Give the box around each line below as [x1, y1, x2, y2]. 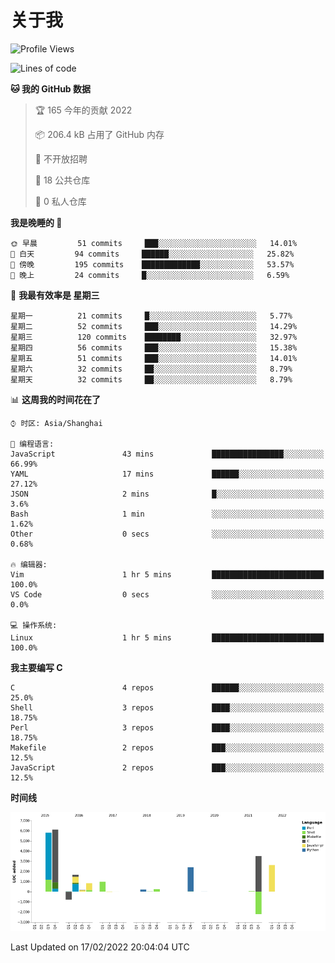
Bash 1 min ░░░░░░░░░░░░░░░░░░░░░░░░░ [10, 509, 325, 519]
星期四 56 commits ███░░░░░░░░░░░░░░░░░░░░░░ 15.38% [10, 342, 298, 353]
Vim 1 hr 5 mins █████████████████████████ [10, 569, 325, 580]
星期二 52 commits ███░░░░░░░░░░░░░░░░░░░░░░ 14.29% [10, 321, 298, 331]
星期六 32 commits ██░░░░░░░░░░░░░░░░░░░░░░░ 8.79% [10, 364, 293, 374]
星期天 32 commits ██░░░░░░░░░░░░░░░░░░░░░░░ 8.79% [10, 374, 293, 385]
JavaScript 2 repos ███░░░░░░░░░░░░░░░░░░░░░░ [10, 762, 325, 773]
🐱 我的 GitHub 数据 [10, 82, 92, 95]
